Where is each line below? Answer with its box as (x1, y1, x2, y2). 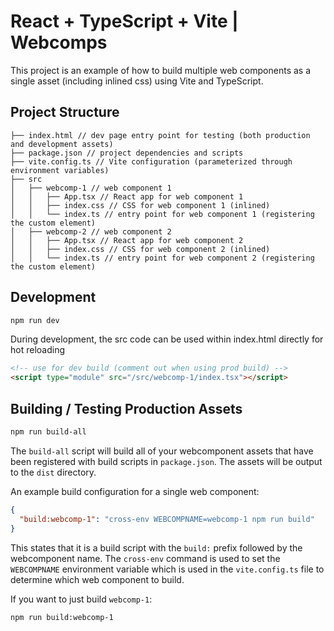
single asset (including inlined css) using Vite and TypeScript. (10, 75, 264, 87)
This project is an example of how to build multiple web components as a (10, 64, 312, 76)
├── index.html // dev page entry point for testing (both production (10, 130, 311, 140)
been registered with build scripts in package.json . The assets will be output (10, 455, 323, 467)
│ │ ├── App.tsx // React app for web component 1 (10, 191, 244, 202)
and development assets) (10, 139, 114, 149)
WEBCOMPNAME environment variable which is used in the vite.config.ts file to (10, 563, 325, 575)
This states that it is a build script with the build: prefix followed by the (10, 541, 303, 554)
